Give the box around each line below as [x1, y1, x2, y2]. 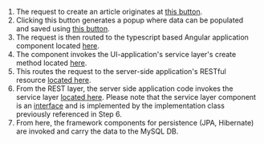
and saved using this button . [15, 24, 110, 33]
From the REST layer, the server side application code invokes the [15, 84, 234, 93]
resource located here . [15, 76, 91, 84]
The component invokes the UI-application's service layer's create [15, 50, 237, 59]
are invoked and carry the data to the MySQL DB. [15, 126, 179, 136]
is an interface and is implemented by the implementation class [15, 101, 225, 110]
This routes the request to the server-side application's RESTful [15, 67, 226, 76]
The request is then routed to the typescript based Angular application [15, 32, 249, 42]
